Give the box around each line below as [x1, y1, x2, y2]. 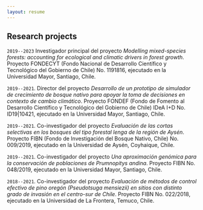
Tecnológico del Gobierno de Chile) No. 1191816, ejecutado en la [7, 67, 167, 74]
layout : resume [7, 8, 45, 15]
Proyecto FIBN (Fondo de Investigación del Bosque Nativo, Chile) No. [7, 135, 179, 142]
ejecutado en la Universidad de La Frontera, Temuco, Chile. [7, 197, 155, 205]
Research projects [7, 31, 77, 42]
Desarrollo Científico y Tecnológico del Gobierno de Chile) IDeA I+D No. [7, 104, 186, 111]
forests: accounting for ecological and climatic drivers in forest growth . [7, 54, 185, 61]
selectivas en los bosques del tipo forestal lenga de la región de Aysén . [7, 128, 185, 136]
